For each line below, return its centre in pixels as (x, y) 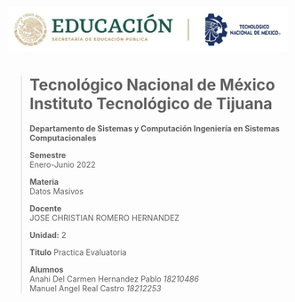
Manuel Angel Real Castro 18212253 (95, 288)
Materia (44, 182)
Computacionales (63, 138)
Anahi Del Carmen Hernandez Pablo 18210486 (114, 279)
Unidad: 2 (48, 235)
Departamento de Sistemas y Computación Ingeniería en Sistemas (154, 128)
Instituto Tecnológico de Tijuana (151, 104)
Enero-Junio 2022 (62, 164)
